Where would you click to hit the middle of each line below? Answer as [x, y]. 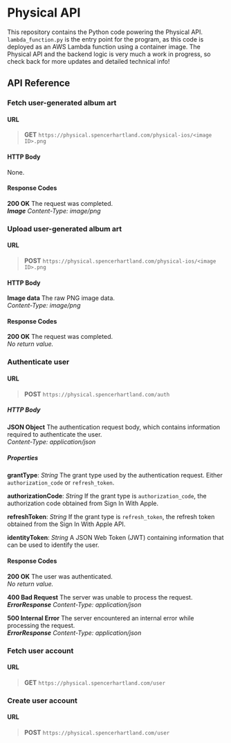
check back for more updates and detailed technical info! [89, 61]
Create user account [42, 700]
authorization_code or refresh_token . [61, 482]
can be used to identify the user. [53, 545]
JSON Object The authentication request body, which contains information [114, 427]
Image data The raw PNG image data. [61, 298]
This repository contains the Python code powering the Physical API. [105, 32]
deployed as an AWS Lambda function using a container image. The [104, 46]
